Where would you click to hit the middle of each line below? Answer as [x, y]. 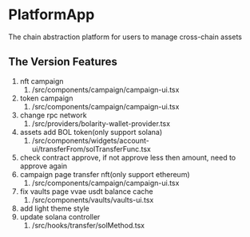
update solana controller [60, 216]
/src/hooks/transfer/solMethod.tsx [88, 225]
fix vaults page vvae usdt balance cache [86, 191]
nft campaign [42, 81]
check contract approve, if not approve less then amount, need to [128, 157]
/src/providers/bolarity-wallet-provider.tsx [101, 123]
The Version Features [63, 62]
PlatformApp [52, 15]
